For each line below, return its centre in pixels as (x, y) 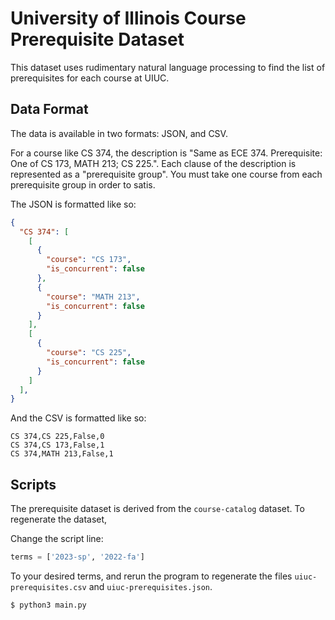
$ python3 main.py (48, 605)
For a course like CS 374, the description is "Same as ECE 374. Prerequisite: (166, 153)
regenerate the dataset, (59, 519)
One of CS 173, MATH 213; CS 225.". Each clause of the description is (153, 163)
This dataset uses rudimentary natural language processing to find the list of (168, 67)
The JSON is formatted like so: (73, 204)
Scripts (33, 484)
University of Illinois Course (128, 18)
